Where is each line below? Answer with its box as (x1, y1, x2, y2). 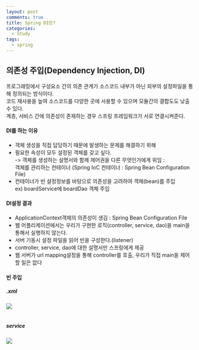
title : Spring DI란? (6, 20, 56, 26)
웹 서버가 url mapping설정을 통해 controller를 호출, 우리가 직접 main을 (14, 252, 179, 259)
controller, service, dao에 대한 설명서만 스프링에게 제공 (14, 244, 144, 251)
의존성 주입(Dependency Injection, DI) (6, 66, 146, 76)
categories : (6, 25, 36, 32)
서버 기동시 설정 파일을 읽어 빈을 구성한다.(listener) (14, 237, 134, 244)
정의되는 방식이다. (12, 90, 54, 97)
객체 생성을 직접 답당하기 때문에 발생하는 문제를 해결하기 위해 (14, 141, 156, 148)
